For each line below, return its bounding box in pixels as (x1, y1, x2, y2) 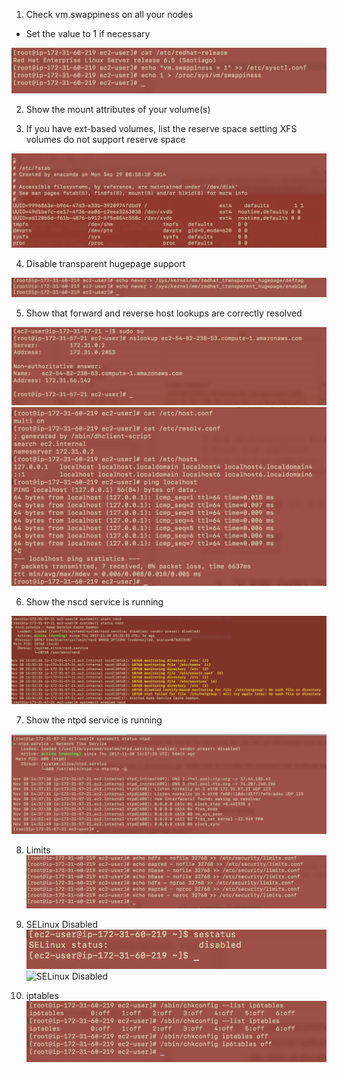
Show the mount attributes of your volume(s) (25, 103, 211, 115)
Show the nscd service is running (25, 596, 164, 608)
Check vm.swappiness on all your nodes (25, 9, 194, 20)
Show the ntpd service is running (25, 714, 163, 726)
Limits (25, 844, 51, 856)
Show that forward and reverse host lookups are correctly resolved (25, 307, 303, 319)
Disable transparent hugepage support (25, 257, 186, 269)
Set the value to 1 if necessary (25, 28, 151, 39)
